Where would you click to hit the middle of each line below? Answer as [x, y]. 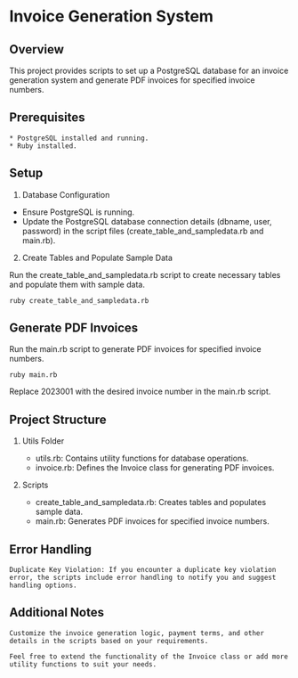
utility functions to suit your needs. [83, 664]
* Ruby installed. [43, 146]
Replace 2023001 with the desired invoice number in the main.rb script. [140, 392]
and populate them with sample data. [77, 284]
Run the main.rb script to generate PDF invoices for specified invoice [135, 349]
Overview [37, 49]
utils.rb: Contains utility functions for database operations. [142, 458]
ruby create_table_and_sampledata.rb [79, 300]
